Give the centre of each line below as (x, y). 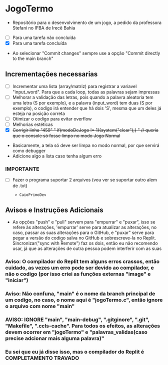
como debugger (29, 151)
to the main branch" (33, 58)
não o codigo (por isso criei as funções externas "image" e (78, 274)
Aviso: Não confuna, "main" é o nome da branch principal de (80, 294)
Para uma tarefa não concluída (44, 37)
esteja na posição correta (38, 113)
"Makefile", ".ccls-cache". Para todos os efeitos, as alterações (83, 326)
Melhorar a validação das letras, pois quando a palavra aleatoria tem (83, 97)
